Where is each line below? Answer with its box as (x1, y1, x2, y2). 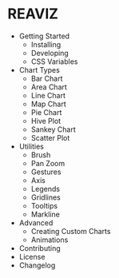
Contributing (18, 243, 61, 252)
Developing (30, 48, 69, 58)
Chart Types (18, 65, 61, 74)
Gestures (30, 167, 61, 177)
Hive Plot (30, 116, 61, 125)
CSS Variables (30, 57, 78, 66)
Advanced (18, 217, 54, 228)
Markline (30, 209, 61, 219)
